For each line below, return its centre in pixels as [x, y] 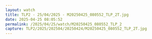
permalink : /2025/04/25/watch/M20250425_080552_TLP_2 [64, 24]
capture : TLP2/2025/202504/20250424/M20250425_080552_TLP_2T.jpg [76, 29]
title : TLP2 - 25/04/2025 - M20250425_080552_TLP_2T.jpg [67, 15]
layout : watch [20, 10]
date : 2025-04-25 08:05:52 [34, 19]
